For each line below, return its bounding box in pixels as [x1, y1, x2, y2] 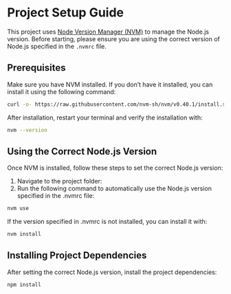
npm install [7, 281, 41, 288]
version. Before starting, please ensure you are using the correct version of [7, 34, 220, 43]
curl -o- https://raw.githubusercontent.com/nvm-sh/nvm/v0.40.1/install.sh [7, 101, 229, 108]
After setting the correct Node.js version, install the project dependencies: [7, 268, 217, 276]
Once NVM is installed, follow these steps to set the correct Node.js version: [7, 163, 223, 172]
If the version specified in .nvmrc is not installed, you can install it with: [7, 218, 208, 226]
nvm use [7, 205, 30, 212]
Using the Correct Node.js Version [7, 146, 157, 157]
